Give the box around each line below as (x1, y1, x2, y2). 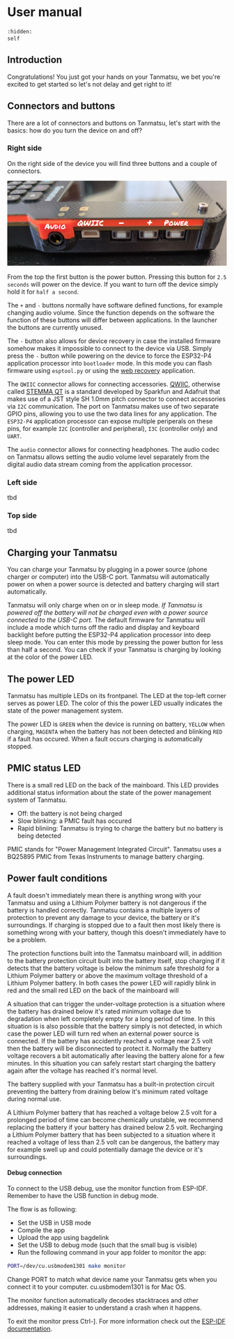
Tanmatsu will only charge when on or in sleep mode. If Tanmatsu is (7, 601, 203, 610)
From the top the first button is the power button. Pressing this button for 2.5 (7, 273, 227, 281)
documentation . (7, 1324, 53, 1333)
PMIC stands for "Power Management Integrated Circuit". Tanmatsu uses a (7, 845, 221, 853)
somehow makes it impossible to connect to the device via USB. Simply (7, 344, 212, 352)
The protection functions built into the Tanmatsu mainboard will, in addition (7, 949, 222, 958)
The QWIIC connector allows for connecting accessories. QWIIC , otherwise (7, 379, 221, 388)
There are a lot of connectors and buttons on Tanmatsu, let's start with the (7, 119, 221, 127)
